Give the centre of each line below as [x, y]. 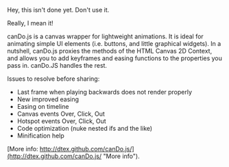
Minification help [41, 136]
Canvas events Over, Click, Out [61, 114]
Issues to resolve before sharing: [53, 79]
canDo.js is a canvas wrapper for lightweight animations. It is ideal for [105, 36]
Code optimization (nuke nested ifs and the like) [85, 128]
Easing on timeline [43, 106]
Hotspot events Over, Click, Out [61, 121]
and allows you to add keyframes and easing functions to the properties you [115, 58]
